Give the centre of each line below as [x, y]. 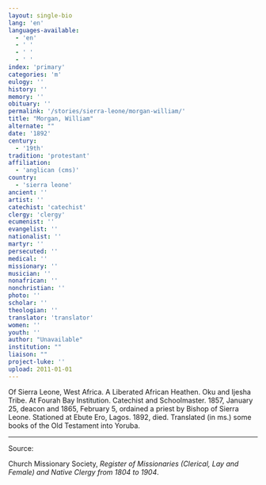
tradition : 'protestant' [49, 155]
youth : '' [25, 332]
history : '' [28, 89]
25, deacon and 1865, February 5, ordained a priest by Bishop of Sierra [123, 408]
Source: [21, 448]
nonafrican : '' [33, 281]
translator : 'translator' [51, 318]
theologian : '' [33, 310]
